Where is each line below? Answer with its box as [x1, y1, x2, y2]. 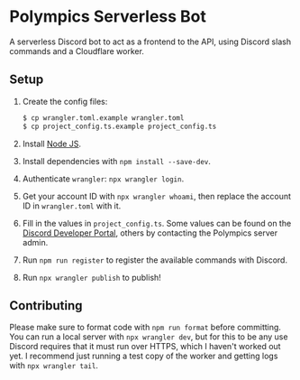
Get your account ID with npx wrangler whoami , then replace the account [22, 190, 291, 201]
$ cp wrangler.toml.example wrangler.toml [22, 113, 185, 123]
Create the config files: [22, 96, 108, 107]
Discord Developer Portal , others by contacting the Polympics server [22, 227, 277, 238]
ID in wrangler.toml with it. [22, 200, 122, 211]
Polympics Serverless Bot [9, 6, 207, 27]
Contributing [9, 298, 83, 313]
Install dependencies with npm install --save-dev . [22, 155, 212, 166]
